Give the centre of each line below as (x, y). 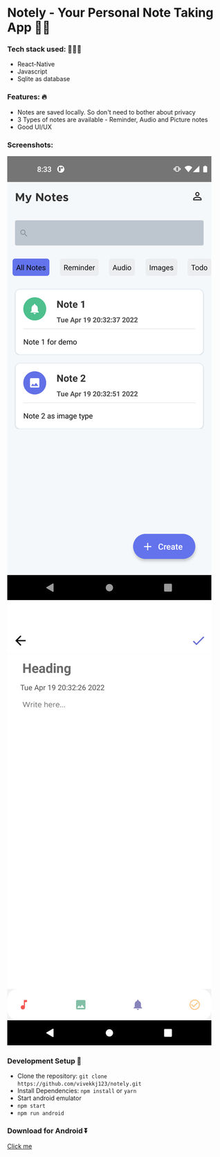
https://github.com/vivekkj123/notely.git (79, 1084)
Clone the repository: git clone (62, 1076)
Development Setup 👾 (44, 1061)
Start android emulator (49, 1098)
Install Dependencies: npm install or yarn (77, 1091)
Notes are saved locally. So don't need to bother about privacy (106, 112)
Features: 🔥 (27, 97)
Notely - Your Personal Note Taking (110, 13)
